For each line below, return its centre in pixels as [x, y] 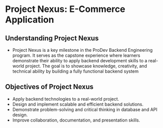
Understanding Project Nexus [52, 38]
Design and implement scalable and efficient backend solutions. [78, 104]
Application [30, 20]
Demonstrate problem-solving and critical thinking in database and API [85, 109]
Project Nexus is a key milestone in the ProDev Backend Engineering [82, 50]
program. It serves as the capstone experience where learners [76, 55]
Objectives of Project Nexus [49, 87]
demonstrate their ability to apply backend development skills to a [80, 61]
